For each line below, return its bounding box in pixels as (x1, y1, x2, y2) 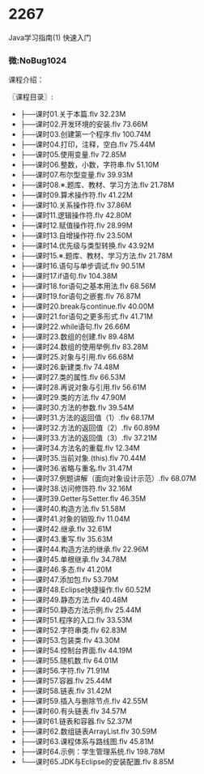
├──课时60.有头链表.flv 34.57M (19, 706, 127, 717)
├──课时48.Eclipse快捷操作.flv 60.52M (19, 585, 151, 595)
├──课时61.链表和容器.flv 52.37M (19, 717, 133, 726)
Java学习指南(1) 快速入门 (8, 32, 91, 42)
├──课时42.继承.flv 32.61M (19, 524, 112, 534)
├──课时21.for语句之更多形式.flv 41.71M (19, 312, 154, 321)
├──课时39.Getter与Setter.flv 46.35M (19, 494, 147, 504)
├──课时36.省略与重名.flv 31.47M (19, 463, 133, 474)
